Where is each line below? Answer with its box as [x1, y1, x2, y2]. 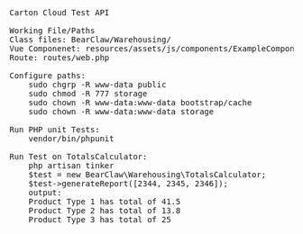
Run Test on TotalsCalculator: [9, 152, 148, 161]
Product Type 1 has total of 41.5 [28, 197, 181, 206]
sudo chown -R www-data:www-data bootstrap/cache [28, 98, 252, 107]
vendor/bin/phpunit [28, 134, 115, 143]
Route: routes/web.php [9, 53, 110, 62]
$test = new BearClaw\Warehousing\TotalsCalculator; [28, 170, 267, 179]
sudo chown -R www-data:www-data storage [28, 107, 215, 116]
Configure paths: [9, 71, 86, 80]
